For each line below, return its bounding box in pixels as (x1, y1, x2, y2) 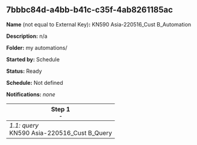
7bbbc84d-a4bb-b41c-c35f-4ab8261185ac (6, 5, 174, 15)
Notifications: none (6, 90, 55, 98)
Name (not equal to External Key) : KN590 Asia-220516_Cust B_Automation (6, 20, 192, 28)
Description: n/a (6, 32, 48, 40)
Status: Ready (6, 67, 42, 75)
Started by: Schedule (6, 55, 60, 63)
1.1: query (9, 121, 39, 129)
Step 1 (51, 105, 70, 113)
